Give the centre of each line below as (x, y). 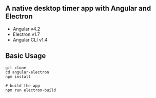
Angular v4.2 (26, 29)
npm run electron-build (31, 90)
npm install (18, 76)
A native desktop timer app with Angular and (78, 8)
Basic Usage (26, 56)
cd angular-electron (27, 72)
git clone (16, 68)
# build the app (23, 86)
